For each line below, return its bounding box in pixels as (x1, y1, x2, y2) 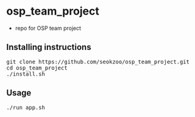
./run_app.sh (6, 104, 46, 111)
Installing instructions (6, 42, 91, 52)
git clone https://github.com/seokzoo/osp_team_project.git (6, 58, 190, 65)
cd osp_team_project (6, 64, 68, 71)
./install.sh (6, 70, 46, 77)
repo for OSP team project (15, 24, 81, 32)
